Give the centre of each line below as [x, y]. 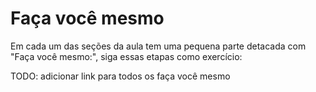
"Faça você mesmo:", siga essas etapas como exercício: [126, 56]
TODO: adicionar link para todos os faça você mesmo [120, 76]
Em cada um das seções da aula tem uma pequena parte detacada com [158, 46]
